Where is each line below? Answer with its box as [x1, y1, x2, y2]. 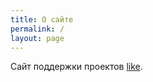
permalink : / [10, 24, 65, 34]
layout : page [10, 33, 65, 43]
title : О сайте [10, 14, 74, 25]
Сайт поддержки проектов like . [10, 61, 143, 73]
